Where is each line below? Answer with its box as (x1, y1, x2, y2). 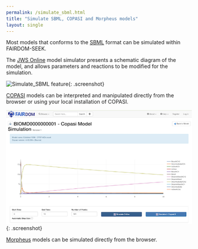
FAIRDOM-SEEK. (6, 45, 47, 53)
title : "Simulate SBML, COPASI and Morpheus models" (6, 15, 138, 22)
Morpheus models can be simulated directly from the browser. (6, 236, 157, 243)
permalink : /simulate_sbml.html (6, 9, 85, 15)
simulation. (6, 69, 33, 76)
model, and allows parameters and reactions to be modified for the (6, 63, 168, 70)
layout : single (6, 22, 44, 28)
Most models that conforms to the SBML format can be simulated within (6, 39, 181, 46)
